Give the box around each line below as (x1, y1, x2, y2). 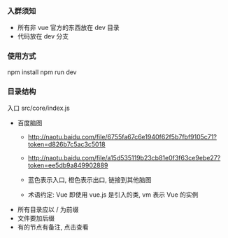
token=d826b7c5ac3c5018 (27, 140, 106, 148)
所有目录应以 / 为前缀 (17, 205, 79, 213)
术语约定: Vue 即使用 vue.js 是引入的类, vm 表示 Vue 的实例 (27, 190, 199, 199)
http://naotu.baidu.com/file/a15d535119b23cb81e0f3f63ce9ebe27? (27, 153, 221, 162)
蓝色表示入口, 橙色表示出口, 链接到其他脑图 (27, 175, 152, 183)
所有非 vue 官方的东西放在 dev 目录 (17, 23, 120, 32)
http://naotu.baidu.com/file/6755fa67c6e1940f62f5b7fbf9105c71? (27, 132, 217, 141)
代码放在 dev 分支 (17, 32, 69, 41)
